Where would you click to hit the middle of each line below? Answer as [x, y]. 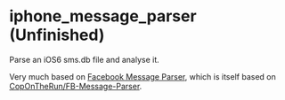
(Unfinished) [57, 35]
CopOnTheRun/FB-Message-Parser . [76, 86]
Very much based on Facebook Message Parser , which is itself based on [142, 76]
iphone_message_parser [103, 16]
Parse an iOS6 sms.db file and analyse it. [85, 59]
